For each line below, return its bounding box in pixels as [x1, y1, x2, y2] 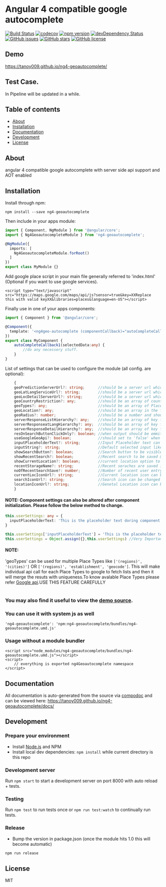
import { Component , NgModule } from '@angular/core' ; [5, 228, 121, 233]
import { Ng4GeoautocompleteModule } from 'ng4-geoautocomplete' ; [5, 232, 145, 237]
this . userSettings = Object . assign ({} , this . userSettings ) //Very [5, 536, 142, 542]
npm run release [5, 850, 39, 856]
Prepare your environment [5, 732, 70, 739]
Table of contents [5, 105, 60, 114]
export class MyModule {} [5, 265, 58, 270]
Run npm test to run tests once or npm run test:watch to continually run [5, 807, 151, 813]
